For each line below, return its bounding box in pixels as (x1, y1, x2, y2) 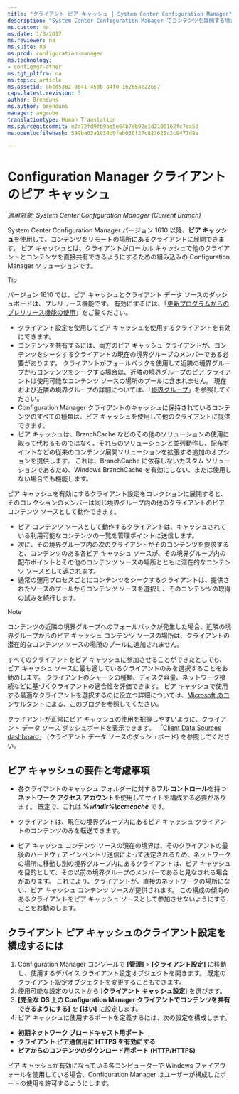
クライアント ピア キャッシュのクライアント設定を (7, 926, 226, 938)
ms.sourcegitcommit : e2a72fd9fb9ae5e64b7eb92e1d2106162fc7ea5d (7, 122, 199, 130)
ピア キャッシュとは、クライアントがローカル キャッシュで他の (21, 244, 205, 252)
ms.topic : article (7, 76, 62, 84)
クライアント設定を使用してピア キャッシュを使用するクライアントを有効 (17, 323, 231, 332)
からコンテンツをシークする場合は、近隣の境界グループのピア (23, 368, 205, 377)
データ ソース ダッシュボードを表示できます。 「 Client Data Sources (21, 724, 222, 732)
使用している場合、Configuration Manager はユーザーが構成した (31, 1070, 221, 1078)
